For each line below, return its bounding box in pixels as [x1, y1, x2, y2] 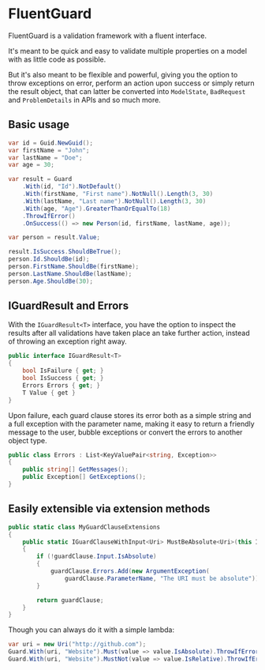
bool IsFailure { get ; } [22, 367, 104, 375]
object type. [8, 435, 47, 445]
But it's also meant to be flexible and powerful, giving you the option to [8, 70, 238, 79]
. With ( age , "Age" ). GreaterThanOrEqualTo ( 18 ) [22, 205, 171, 213]
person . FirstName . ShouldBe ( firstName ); [8, 262, 140, 270]
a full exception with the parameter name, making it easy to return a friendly [8, 419, 255, 428]
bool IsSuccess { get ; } [22, 375, 104, 382]
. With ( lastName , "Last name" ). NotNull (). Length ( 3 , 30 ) [22, 197, 207, 205]
